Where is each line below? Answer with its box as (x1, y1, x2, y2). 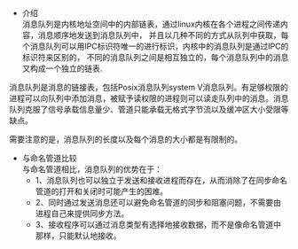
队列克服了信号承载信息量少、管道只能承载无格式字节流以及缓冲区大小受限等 (9, 105, 289, 114)
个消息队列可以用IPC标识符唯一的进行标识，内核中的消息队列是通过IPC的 (21, 41, 289, 51)
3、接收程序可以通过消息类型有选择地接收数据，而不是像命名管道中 (35, 220, 282, 230)
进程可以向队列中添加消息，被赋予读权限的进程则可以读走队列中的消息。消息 (9, 93, 289, 104)
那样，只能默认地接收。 (35, 230, 122, 241)
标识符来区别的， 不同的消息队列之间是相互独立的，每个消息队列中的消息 (21, 52, 289, 62)
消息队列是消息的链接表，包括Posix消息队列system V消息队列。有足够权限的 (9, 82, 288, 92)
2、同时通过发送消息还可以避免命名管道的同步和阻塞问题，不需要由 (35, 198, 282, 207)
